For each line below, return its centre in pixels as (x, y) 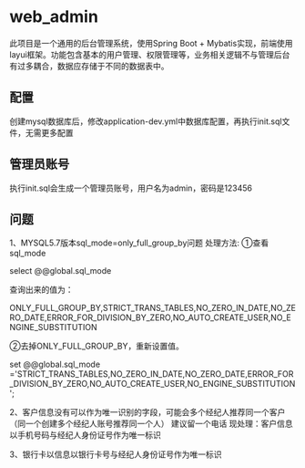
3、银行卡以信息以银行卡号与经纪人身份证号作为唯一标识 (116, 454)
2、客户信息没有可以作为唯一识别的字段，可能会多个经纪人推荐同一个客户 (147, 412)
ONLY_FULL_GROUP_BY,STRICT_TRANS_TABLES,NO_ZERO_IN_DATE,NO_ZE (152, 308)
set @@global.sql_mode (55, 364)
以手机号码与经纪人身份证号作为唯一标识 (85, 435)
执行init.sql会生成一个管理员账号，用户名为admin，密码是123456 (131, 188)
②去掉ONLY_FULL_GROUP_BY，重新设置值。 (97, 346)
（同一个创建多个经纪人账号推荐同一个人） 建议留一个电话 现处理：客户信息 (151, 424)
